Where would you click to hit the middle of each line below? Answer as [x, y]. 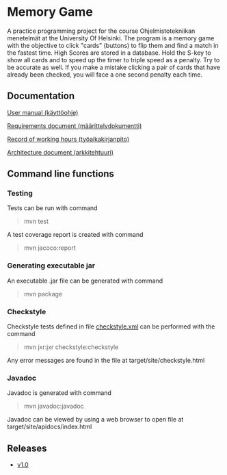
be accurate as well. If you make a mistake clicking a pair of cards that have [114, 67]
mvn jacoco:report [50, 248]
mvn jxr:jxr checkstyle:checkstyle [71, 347]
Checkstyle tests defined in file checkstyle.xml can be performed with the [111, 326]
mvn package [43, 294]
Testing [20, 194]
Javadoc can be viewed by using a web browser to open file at [95, 420]
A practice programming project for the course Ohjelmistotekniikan [101, 31]
